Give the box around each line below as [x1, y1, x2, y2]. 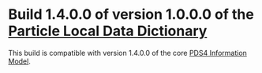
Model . [8, 57, 32, 66]
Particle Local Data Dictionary [8, 22, 208, 40]
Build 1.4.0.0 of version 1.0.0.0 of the [8, 5, 254, 24]
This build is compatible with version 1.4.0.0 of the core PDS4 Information [8, 48, 247, 57]
